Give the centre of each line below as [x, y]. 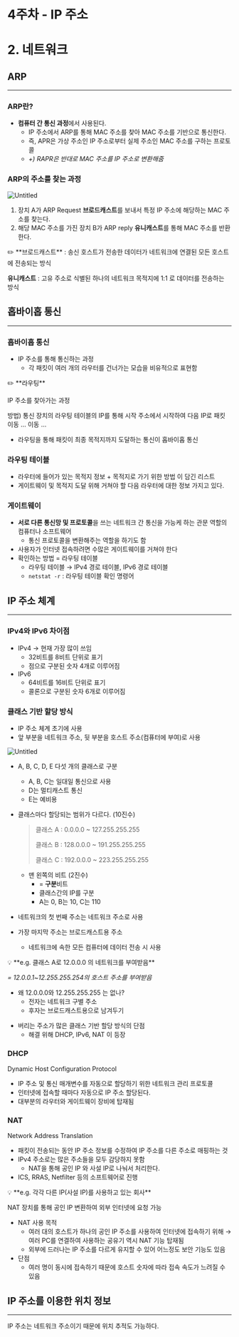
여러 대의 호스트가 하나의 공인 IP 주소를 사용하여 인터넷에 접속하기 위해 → [130, 1231]
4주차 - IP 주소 [48, 15]
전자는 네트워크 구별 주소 [63, 1001]
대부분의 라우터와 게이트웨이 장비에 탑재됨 [76, 1102]
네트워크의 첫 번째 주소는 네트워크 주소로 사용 [80, 916]
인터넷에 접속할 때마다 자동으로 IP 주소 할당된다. [84, 1092]
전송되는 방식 [33, 263]
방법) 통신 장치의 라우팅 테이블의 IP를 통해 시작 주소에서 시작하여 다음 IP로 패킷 [116, 415]
